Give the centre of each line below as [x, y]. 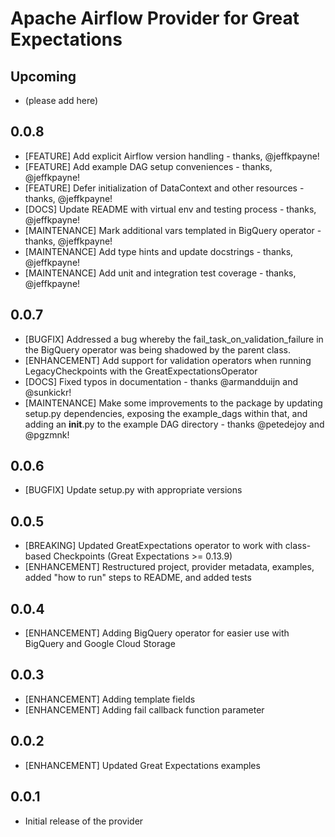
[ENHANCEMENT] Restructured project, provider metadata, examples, [169, 567]
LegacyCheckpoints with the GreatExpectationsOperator [141, 371]
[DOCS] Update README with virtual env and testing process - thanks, [170, 209]
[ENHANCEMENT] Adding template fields [110, 699]
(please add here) [61, 100]
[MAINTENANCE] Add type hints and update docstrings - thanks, [159, 251]
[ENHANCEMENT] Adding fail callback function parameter [144, 709]
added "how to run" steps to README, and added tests [138, 578]
